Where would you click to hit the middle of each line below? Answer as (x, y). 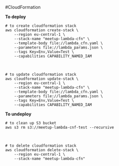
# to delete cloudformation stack (41, 146)
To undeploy (18, 114)
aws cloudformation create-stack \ (42, 30)
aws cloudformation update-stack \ (42, 79)
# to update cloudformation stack (41, 74)
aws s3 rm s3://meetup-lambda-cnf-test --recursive (59, 127)
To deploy (16, 17)
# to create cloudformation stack (41, 26)
